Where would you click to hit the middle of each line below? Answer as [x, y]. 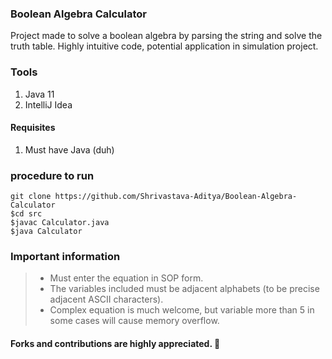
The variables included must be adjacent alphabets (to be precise [184, 289]
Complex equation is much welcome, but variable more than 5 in [182, 310]
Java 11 [39, 94]
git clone [31, 197]
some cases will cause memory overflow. [134, 321]
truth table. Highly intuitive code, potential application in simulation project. [164, 46]
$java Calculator [46, 232]
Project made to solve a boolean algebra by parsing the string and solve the [166, 36]
